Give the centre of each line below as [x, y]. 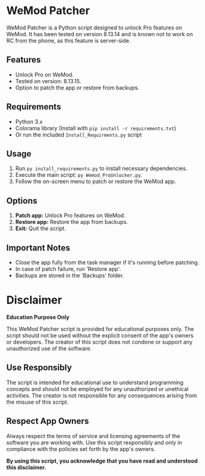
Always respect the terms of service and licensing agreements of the [93, 436]
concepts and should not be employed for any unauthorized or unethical [97, 389]
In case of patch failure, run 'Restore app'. [68, 269]
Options [22, 200]
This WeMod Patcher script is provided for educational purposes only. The [100, 329]
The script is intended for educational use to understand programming [95, 382]
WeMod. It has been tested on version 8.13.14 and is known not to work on [100, 34]
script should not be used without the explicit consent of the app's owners [100, 335]
